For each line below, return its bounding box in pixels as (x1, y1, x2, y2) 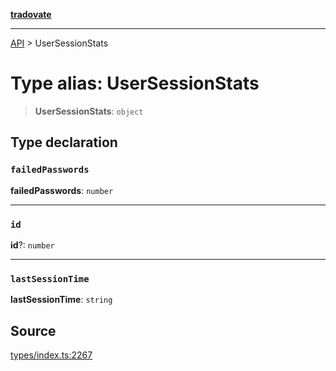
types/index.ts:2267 (10, 349, 93, 361)
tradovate (10, 9, 52, 20)
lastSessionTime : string (10, 294, 113, 306)
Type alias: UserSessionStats (10, 72, 260, 95)
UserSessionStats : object (34, 105, 144, 117)
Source (10, 322, 57, 339)
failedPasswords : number (10, 184, 114, 196)
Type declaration (10, 134, 118, 151)
